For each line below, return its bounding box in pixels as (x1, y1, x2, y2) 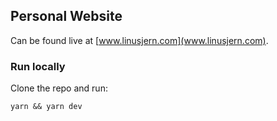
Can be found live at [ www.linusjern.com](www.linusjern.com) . (10, 34, 269, 46)
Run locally (10, 59, 66, 73)
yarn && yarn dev (10, 102, 83, 112)
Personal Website (10, 8, 123, 25)
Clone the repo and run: (10, 82, 108, 94)
